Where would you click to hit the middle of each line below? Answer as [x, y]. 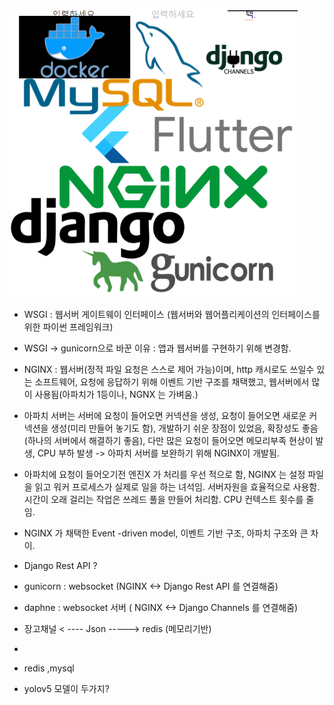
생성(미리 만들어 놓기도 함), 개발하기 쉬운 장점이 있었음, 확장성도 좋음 [184, 428]
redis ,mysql [49, 668]
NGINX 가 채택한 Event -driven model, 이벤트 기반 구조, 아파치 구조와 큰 [166, 533]
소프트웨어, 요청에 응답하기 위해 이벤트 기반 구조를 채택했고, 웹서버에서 [172, 382]
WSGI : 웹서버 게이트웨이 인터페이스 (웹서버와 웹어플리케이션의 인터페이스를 [172, 314]
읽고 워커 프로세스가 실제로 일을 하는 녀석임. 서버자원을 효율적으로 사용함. [177, 487]
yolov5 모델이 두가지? [66, 688]
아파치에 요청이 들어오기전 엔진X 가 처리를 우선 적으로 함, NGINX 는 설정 [164, 474]
